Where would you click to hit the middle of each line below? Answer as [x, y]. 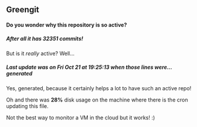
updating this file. [27, 106]
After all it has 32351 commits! [45, 39]
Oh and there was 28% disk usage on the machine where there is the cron [97, 100]
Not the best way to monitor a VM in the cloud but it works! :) [81, 118]
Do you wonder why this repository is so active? [67, 25]
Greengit [23, 10]
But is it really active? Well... [40, 53]
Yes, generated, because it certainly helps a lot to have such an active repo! [99, 88]
